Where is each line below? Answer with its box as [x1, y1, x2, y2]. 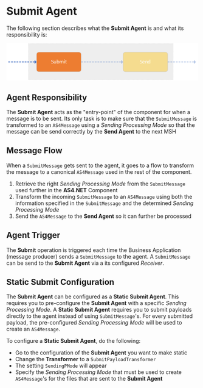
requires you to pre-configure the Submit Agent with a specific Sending [6, 300, 187, 307]
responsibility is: [6, 31, 47, 38]
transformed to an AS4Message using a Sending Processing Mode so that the [6, 121, 196, 129]
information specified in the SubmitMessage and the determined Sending [15, 199, 194, 207]
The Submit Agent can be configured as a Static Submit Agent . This [6, 293, 179, 300]
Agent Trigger [6, 230, 61, 240]
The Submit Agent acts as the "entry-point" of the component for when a [6, 108, 190, 115]
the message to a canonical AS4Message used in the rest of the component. [6, 168, 192, 175]
